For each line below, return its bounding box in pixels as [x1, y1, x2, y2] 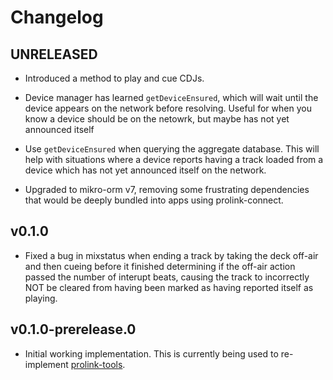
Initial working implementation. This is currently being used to [24, 347, 279, 360]
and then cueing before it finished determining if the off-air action [24, 260, 296, 272]
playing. [24, 292, 58, 304]
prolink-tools [70, 358, 123, 370]
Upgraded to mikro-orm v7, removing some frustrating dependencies [24, 184, 310, 195]
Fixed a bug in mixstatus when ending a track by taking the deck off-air [24, 249, 319, 261]
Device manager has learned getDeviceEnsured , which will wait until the [24, 92, 319, 103]
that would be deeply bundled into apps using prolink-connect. [24, 194, 284, 206]
